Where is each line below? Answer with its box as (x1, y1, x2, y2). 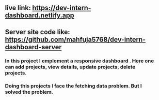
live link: (5, 4, 31, 12)
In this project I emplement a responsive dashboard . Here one (5, 57, 154, 64)
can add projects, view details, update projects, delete (5, 63, 136, 70)
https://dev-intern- (32, 4, 91, 12)
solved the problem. (5, 88, 53, 95)
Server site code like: (5, 28, 70, 36)
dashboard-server (5, 43, 62, 51)
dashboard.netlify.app (5, 12, 74, 20)
